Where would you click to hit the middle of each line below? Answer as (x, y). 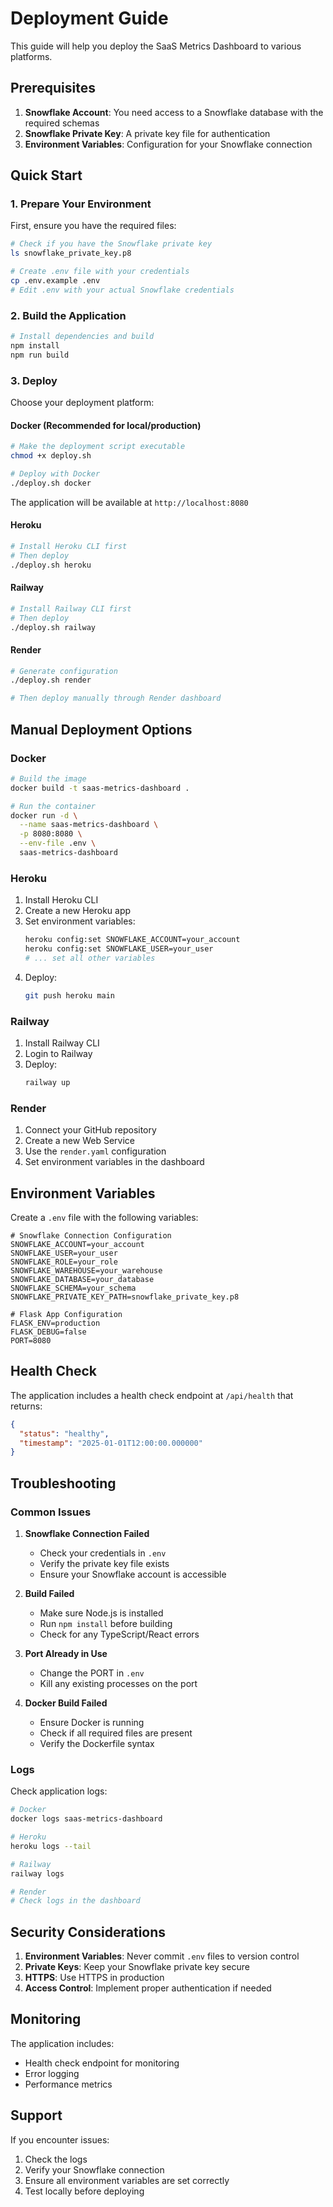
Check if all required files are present (116, 1733)
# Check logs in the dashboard (75, 1901)
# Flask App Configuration (66, 1314)
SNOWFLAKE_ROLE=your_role (64, 1262)
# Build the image (48, 778)
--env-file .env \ (58, 843)
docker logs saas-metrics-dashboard (86, 1819)
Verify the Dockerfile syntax (97, 1743)
